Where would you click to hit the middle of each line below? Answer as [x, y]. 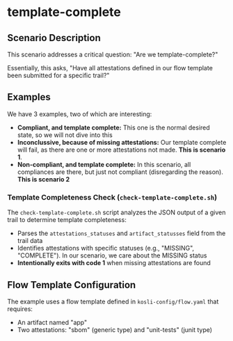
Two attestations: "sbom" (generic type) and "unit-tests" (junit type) [115, 330]
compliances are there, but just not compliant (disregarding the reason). [120, 172]
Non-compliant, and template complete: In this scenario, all [104, 164]
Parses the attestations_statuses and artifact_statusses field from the [121, 233]
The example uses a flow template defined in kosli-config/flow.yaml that [113, 301]
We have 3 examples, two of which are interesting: [80, 114]
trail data [30, 241]
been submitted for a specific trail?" [58, 75]
